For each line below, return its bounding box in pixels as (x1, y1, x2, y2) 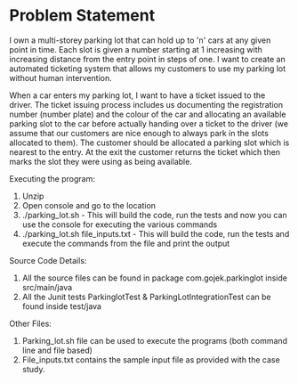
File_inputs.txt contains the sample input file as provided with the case (21, 354, 280, 365)
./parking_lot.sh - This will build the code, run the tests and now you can (21, 209, 287, 220)
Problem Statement (9, 5, 156, 26)
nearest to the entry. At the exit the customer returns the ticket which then (9, 146, 281, 157)
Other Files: (9, 318, 52, 329)
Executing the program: (9, 173, 95, 183)
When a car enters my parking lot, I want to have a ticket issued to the (9, 90, 266, 101)
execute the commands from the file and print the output (21, 238, 230, 249)
